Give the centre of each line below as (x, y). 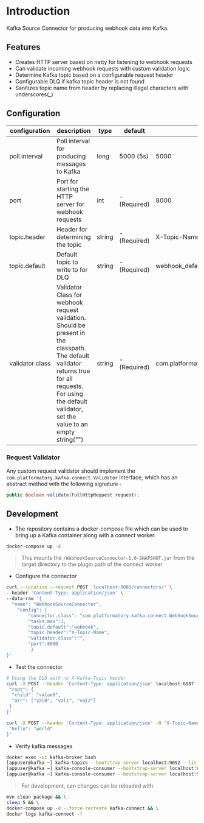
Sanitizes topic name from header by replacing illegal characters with (102, 88)
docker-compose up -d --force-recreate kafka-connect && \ (83, 808)
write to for (72, 269)
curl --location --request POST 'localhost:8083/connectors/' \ (89, 587)
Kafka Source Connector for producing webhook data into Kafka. (87, 28)
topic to (67, 262)
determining (74, 237)
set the (66, 417)
